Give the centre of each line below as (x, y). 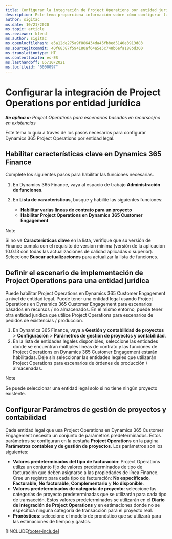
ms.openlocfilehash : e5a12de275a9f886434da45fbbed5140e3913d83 (74, 43)
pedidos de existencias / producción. (44, 320)
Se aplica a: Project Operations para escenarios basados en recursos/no (83, 118)
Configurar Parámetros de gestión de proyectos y (86, 410)
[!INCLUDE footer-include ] (33, 531)
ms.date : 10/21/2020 (27, 24)
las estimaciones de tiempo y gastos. (52, 521)
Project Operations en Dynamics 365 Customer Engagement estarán (85, 352)
